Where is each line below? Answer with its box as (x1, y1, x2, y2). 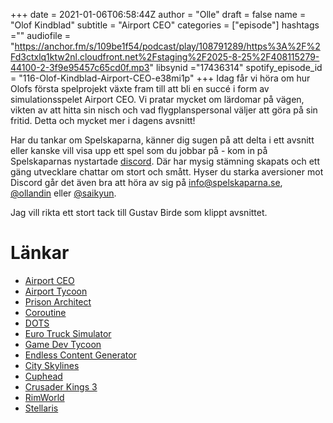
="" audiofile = (10, 30, 72, 41)
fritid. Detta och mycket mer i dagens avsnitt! (10, 115, 196, 126)
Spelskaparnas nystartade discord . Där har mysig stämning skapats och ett (10, 155, 320, 167)
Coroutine (24, 306, 67, 318)
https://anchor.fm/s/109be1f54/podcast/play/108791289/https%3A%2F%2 (14, 40, 321, 52)
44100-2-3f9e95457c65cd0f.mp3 (10, 62, 150, 73)
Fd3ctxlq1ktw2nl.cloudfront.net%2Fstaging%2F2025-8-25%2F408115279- (10, 51, 320, 63)
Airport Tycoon (24, 285, 88, 297)
